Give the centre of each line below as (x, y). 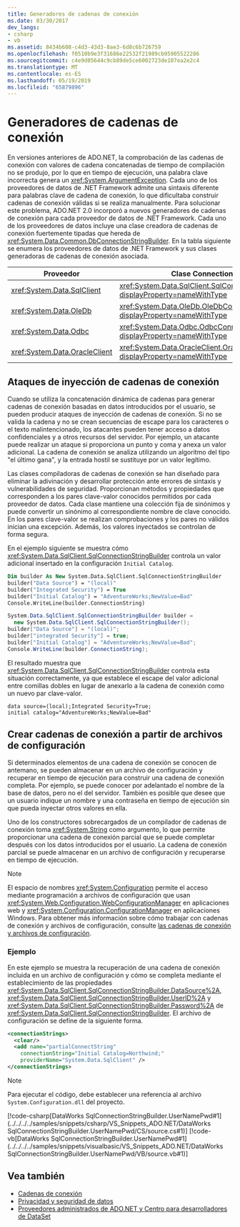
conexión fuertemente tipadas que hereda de (74, 234)
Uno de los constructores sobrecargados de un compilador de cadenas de (117, 822)
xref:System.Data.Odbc (50, 332)
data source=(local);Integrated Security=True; (80, 706)
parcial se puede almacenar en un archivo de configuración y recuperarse (116, 853)
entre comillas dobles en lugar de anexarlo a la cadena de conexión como (116, 685)
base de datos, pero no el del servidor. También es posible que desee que (116, 793)
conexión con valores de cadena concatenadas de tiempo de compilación (116, 165)
